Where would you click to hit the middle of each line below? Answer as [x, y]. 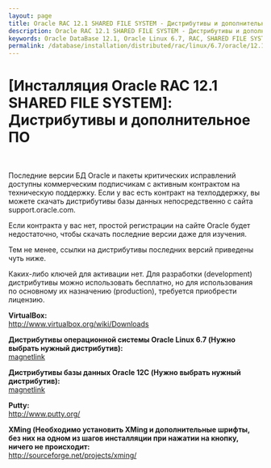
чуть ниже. [27, 259]
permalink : [27, 46]
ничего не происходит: [49, 447]
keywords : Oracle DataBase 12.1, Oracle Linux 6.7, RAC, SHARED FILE [128, 38]
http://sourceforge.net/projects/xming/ [73, 455]
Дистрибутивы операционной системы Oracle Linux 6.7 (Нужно [122, 339]
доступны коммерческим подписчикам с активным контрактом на [124, 184]
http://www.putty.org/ [44, 414]
